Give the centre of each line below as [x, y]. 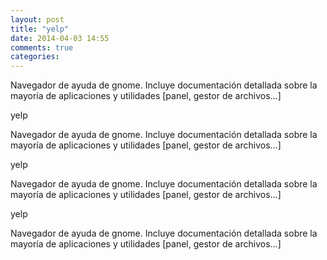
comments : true [42, 47]
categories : [35, 57]
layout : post [37, 19]
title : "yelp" [40, 29]
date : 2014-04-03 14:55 [60, 38]
